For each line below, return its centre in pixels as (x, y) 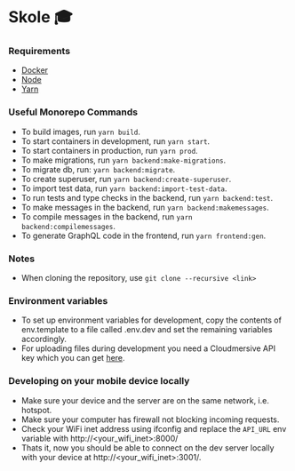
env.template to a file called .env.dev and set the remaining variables (147, 330)
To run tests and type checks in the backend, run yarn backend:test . (147, 197)
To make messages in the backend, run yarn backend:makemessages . (145, 207)
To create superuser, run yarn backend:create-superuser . (126, 179)
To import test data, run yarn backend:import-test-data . (124, 188)
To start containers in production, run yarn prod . (109, 150)
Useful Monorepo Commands (73, 112)
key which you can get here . (73, 358)
